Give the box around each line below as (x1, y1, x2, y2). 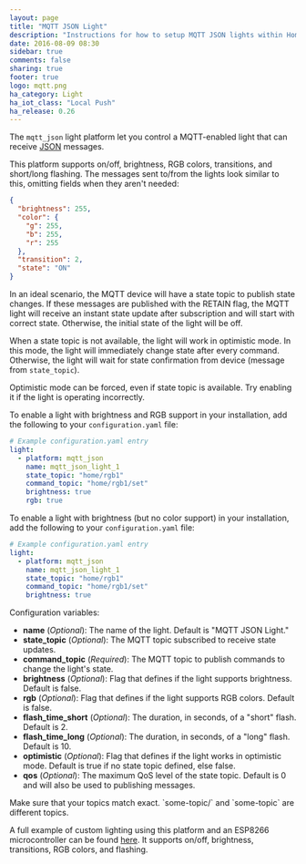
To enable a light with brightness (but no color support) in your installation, (9, 512, 290, 523)
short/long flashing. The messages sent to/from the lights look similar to (9, 169, 280, 180)
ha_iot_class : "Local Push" (9, 98, 117, 108)
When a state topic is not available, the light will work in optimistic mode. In (9, 335, 291, 346)
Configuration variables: (9, 607, 100, 618)
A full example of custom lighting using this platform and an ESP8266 (9, 825, 270, 836)
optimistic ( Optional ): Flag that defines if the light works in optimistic (22, 751, 282, 762)
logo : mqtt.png (9, 81, 67, 90)
